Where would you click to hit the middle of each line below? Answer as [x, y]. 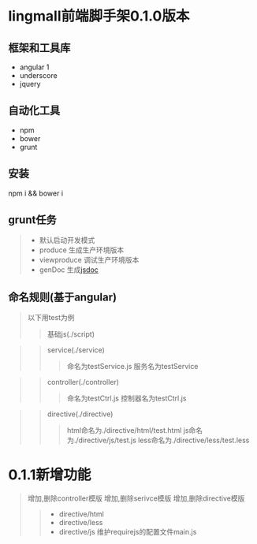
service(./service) [76, 350]
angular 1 [34, 67]
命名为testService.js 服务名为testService [132, 367]
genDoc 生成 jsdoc [69, 270]
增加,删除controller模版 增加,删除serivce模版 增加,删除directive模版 [136, 498]
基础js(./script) [71, 334]
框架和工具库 [39, 48]
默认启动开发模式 [67, 240]
